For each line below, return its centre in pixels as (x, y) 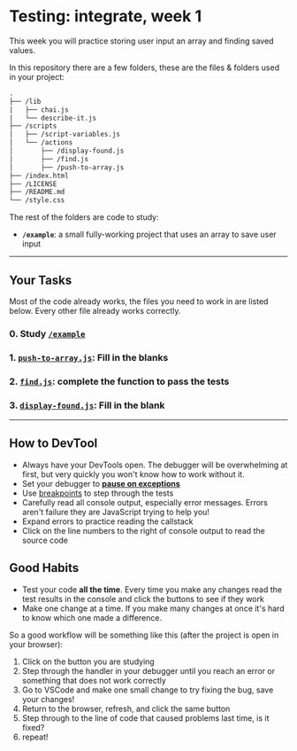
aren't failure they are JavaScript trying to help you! (116, 512)
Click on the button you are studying (88, 661)
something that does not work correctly (94, 680)
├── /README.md (37, 192)
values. (22, 50)
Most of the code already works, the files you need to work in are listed (139, 301)
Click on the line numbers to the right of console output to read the (143, 530)
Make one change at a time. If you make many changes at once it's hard (153, 608)
